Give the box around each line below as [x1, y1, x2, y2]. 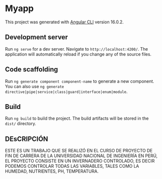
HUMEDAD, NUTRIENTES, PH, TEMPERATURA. [5, 168, 99, 174]
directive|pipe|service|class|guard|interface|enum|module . [5, 89, 128, 94]
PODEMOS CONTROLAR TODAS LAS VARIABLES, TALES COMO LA [5, 163, 139, 169]
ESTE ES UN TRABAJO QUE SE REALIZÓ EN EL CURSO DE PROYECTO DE [5, 148, 153, 154]
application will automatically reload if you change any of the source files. [5, 51, 151, 57]
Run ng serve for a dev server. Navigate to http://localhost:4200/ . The [5, 46, 148, 52]
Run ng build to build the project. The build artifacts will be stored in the [5, 115, 149, 122]
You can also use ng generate [5, 83, 64, 89]
